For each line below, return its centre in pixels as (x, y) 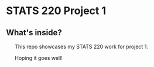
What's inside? (34, 33)
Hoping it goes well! (38, 58)
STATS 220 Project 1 (56, 11)
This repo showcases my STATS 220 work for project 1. (81, 46)
